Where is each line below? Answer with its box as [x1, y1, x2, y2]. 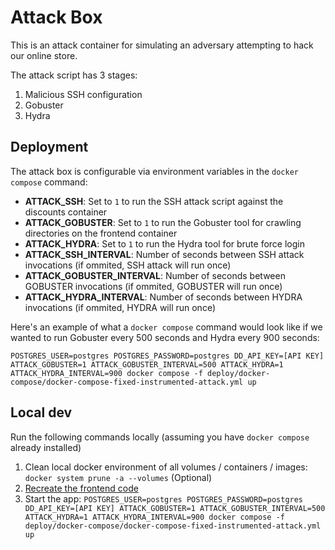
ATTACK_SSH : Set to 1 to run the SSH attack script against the [24, 195, 284, 207]
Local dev [10, 404, 73, 421]
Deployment [10, 139, 89, 156]
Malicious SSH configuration [24, 88, 143, 100]
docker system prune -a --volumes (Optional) [24, 471, 213, 483]
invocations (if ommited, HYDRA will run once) [24, 301, 216, 313]
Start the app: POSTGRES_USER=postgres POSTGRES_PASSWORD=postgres [24, 492, 304, 505]
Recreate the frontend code [24, 482, 139, 494]
